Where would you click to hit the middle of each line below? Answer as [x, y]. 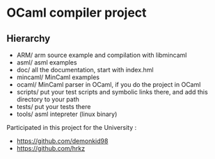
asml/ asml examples [47, 62]
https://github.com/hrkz [50, 148]
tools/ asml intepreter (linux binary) [67, 114]
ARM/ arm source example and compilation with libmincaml [102, 55]
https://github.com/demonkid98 [62, 141]
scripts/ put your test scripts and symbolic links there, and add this [112, 92]
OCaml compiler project [77, 13]
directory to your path [48, 99]
